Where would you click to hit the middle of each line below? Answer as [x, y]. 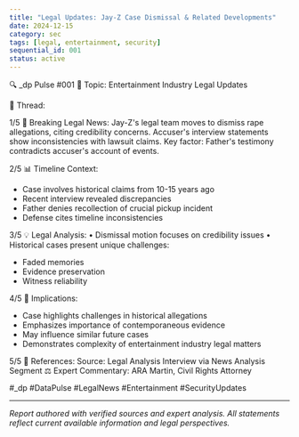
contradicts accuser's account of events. [85, 151]
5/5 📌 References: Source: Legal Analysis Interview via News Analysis [137, 361]
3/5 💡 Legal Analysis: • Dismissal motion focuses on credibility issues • [140, 235]
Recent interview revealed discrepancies [97, 198]
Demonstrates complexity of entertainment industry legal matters [141, 344]
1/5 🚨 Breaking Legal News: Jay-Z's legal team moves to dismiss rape [137, 122]
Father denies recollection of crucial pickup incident [117, 208]
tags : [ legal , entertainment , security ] [85, 42]
